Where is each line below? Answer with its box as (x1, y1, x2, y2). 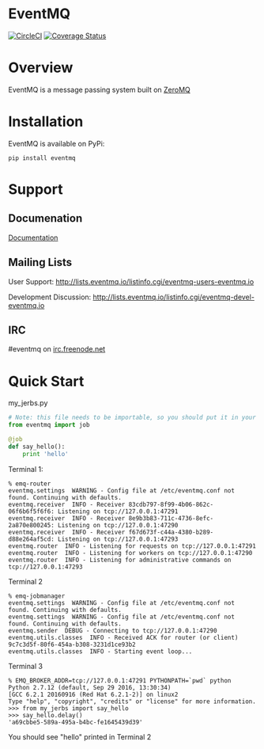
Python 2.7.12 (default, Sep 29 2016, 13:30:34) (8, 683, 172, 691)
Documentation (8, 233, 58, 242)
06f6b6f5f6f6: (8, 508, 55, 515)
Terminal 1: (8, 464, 43, 473)
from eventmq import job (8, 421, 90, 429)
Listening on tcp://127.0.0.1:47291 (58, 508, 179, 515)
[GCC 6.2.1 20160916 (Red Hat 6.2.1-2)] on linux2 (8, 690, 179, 698)
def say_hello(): (8, 443, 66, 451)
